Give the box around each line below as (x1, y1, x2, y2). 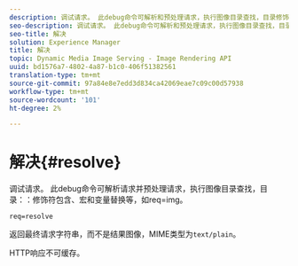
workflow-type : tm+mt (9, 87, 90, 96)
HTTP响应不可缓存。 (9, 247, 85, 258)
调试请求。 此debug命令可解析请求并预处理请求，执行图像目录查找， (9, 184, 261, 194)
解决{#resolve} (9, 153, 122, 173)
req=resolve (9, 212, 53, 222)
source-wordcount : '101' (9, 95, 101, 105)
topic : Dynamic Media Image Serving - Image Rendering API (9, 54, 232, 63)
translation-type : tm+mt (9, 71, 101, 80)
